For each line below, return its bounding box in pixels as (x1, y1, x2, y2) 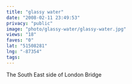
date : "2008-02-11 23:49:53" (6, 15, 80, 21)
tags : (6, 54, 20, 60)
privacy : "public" (6, 20, 53, 26)
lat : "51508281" (6, 43, 47, 49)
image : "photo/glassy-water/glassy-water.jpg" (6, 26, 127, 32)
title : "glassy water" (6, 9, 64, 15)
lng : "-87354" (6, 49, 43, 55)
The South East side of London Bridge (6, 71, 102, 78)
